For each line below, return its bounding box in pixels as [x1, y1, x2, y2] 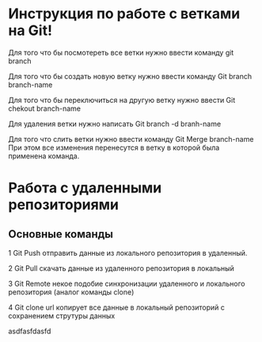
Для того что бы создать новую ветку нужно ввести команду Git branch [8, 71, 252, 81]
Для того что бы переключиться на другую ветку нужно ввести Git [8, 95, 236, 104]
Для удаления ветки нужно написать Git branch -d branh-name [8, 119, 222, 128]
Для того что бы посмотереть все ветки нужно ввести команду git [8, 47, 234, 57]
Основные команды [8, 227, 113, 241]
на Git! [8, 21, 53, 40]
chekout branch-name [8, 104, 82, 113]
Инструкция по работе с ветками [8, 5, 241, 23]
